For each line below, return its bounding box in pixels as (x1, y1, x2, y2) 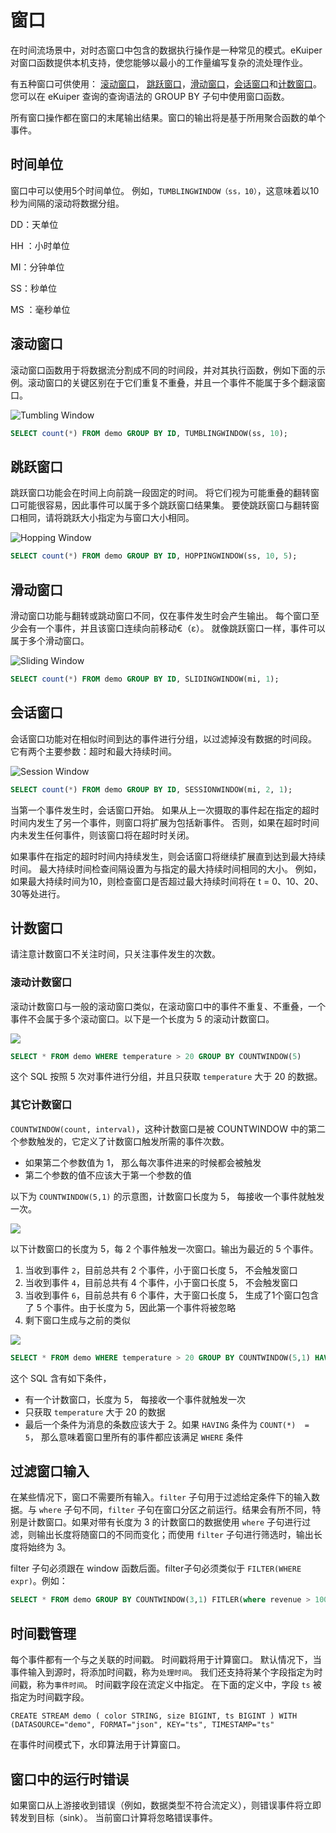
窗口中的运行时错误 (10, 1771, 129, 1788)
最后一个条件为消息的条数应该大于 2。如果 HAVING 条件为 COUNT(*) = (24, 1418, 310, 1430)
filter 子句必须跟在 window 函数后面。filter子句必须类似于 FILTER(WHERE (10, 1562, 302, 1575)
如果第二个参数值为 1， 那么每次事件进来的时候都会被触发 (24, 1156, 262, 1168)
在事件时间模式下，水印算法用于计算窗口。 (10, 1739, 186, 1751)
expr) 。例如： (10, 1575, 68, 1587)
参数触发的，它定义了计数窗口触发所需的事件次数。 (18, 1135, 230, 1147)
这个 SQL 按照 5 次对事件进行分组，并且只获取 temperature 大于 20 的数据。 (10, 1071, 323, 1083)
